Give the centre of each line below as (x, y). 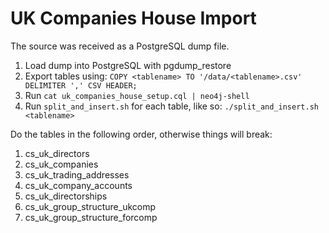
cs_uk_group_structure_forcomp (91, 217)
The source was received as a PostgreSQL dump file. (120, 46)
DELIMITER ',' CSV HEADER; (81, 85)
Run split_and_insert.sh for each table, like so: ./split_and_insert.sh (171, 106)
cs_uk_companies (61, 164)
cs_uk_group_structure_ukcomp (90, 206)
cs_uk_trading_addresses (77, 174)
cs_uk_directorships (66, 196)
